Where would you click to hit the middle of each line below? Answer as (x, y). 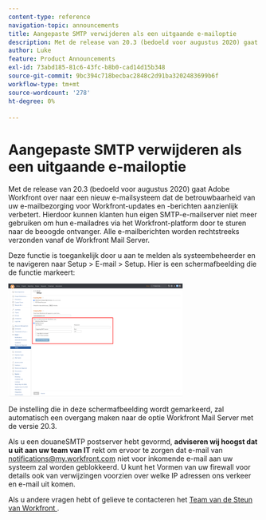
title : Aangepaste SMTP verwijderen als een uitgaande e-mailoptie (123, 34)
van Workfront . (34, 508)
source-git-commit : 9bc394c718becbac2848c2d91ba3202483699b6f (113, 76)
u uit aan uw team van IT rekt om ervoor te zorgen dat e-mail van (115, 451)
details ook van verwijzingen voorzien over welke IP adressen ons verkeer (130, 476)
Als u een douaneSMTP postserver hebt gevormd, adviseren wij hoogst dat (133, 442)
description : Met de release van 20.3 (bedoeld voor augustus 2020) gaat (133, 42)
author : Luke (30, 51)
